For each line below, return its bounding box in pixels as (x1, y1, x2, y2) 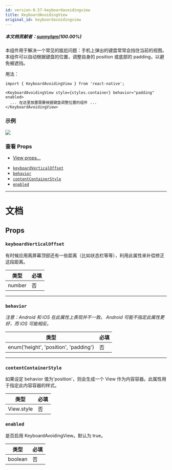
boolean (8, 455, 28, 462)
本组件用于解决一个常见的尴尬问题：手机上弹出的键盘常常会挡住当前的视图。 (5, 47, 167, 54)
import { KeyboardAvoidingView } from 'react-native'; (5, 81, 125, 87)
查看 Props (5, 143, 32, 150)
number (8, 282, 27, 289)
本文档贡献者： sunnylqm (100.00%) (5, 33, 82, 39)
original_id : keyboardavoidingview (5, 17, 81, 22)
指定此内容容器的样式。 (9, 382, 59, 389)
